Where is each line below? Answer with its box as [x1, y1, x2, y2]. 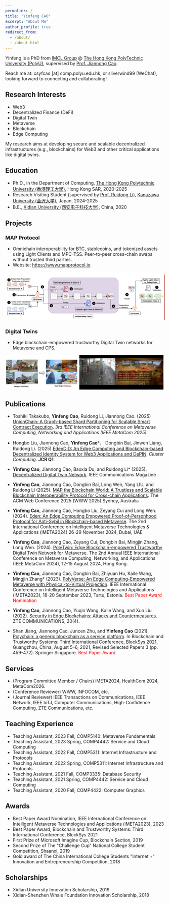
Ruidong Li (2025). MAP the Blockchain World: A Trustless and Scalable [12, 487, 162, 493]
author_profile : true [5, 24, 51, 29]
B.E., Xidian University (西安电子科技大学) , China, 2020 [12, 204, 127, 210]
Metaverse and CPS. [12, 345, 56, 351]
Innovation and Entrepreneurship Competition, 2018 [12, 858, 120, 864]
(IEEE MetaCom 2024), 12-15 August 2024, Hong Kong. [12, 561, 128, 567]
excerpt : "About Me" [5, 19, 49, 24]
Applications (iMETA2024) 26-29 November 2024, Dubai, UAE [12, 529, 143, 535]
